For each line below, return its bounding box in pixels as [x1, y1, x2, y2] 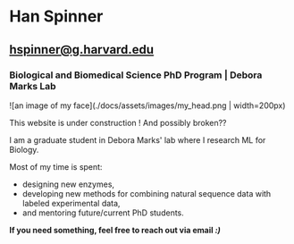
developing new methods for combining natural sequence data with [21, 188, 272, 198]
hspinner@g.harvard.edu [9, 42, 155, 57]
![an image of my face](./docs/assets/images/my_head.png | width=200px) [9, 100, 286, 111]
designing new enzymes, [21, 179, 114, 189]
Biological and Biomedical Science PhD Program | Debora [9, 69, 263, 81]
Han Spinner [9, 6, 104, 27]
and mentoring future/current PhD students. [21, 207, 185, 218]
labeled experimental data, [21, 198, 121, 208]
